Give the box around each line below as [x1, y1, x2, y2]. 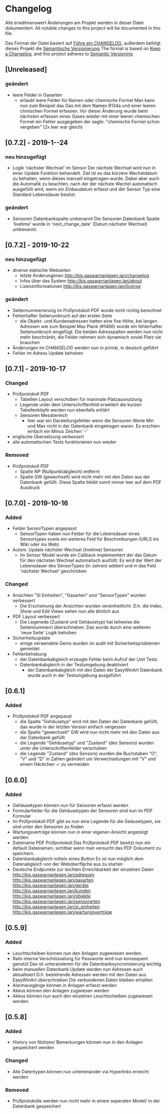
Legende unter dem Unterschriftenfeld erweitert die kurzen [19, 401, 142, 408]
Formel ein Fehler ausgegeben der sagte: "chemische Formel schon [19, 119, 160, 125]
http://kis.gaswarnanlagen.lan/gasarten [12, 877, 94, 883]
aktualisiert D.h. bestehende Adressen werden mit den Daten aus [12, 971, 146, 977]
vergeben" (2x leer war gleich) [19, 124, 83, 130]
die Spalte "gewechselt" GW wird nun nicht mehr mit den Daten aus [19, 729, 160, 735]
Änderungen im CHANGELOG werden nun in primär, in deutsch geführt [12, 345, 158, 351]
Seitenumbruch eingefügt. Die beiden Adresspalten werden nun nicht [19, 329, 163, 335]
